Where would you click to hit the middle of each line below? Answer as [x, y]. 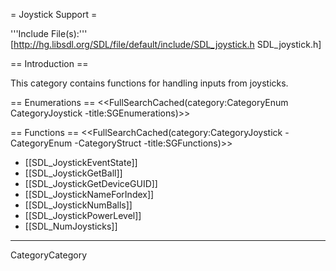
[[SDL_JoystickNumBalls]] [78, 205]
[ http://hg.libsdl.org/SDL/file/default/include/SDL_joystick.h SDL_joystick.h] [166, 44]
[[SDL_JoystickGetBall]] [73, 173]
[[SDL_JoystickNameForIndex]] [89, 194]
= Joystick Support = [54, 14]
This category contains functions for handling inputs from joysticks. [149, 83]
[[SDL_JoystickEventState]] [81, 162]
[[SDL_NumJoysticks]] [71, 226]
